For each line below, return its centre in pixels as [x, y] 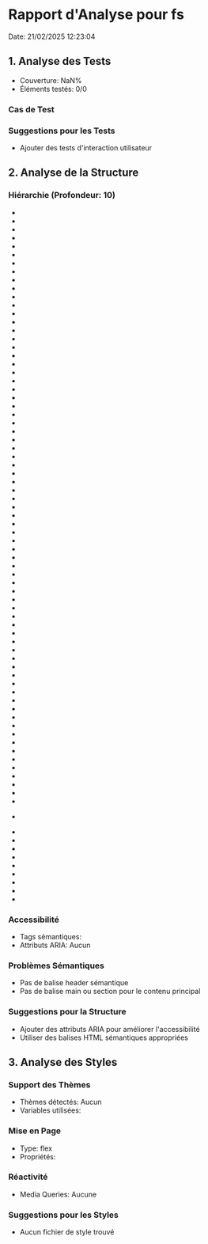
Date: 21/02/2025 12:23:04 [52, 36]
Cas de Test [32, 109]
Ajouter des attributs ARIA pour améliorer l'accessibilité [110, 1029]
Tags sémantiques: [50, 936]
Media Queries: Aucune [58, 1194]
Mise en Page [35, 1131]
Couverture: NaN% [51, 80]
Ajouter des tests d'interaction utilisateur [86, 147]
